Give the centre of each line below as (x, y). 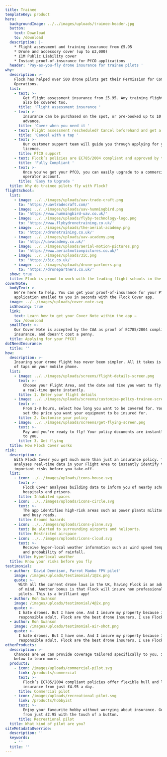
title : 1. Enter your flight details (57, 394)
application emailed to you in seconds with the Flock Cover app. (84, 297)
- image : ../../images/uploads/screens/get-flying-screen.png (80, 422)
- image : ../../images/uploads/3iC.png (55, 256)
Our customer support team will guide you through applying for (91, 144)
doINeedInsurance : (24, 344)
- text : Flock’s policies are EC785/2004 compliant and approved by (86, 158)
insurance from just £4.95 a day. (59, 687)
